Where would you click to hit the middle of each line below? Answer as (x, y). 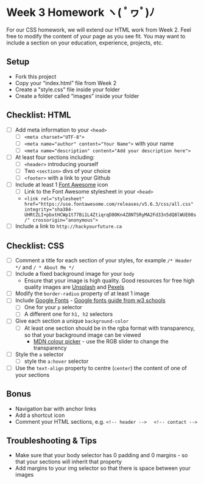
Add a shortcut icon (40, 415)
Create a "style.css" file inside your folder (68, 89)
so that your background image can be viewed (83, 335)
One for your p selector (53, 307)
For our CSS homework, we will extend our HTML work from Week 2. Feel (99, 30)
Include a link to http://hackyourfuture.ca (69, 226)
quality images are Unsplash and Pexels (74, 287)
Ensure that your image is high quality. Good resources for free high (109, 281)
